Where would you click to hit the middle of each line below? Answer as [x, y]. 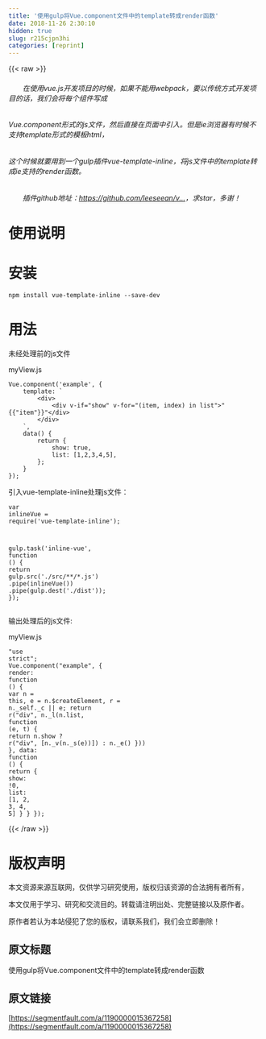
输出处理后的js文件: [40, 620]
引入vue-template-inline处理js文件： [69, 491]
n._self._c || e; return [50, 708]
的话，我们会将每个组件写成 [61, 98]
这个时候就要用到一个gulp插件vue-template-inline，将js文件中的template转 [133, 161]
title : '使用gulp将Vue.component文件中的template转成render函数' [114, 16]
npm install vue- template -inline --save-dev [84, 295]
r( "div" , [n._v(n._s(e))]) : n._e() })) [77, 743]
